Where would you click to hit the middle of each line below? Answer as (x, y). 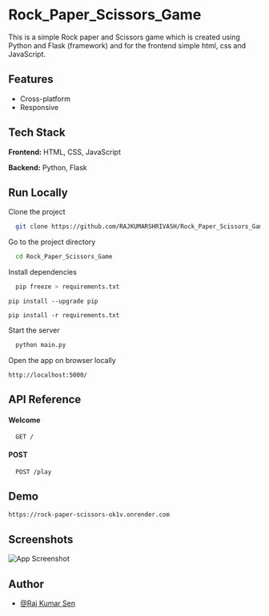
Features (31, 79)
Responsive (39, 107)
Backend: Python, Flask (48, 167)
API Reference (45, 400)
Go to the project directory (52, 242)
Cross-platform (45, 99)
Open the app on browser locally (62, 360)
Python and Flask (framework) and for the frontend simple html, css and (127, 45)
